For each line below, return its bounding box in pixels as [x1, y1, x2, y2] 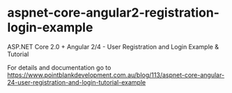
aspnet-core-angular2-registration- [7, 5, 219, 21]
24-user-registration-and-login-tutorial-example [7, 78, 146, 86]
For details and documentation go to [7, 63, 111, 71]
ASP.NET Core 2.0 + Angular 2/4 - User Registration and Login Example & [7, 42, 219, 51]
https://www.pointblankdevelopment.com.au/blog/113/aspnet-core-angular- [7, 71, 225, 79]
